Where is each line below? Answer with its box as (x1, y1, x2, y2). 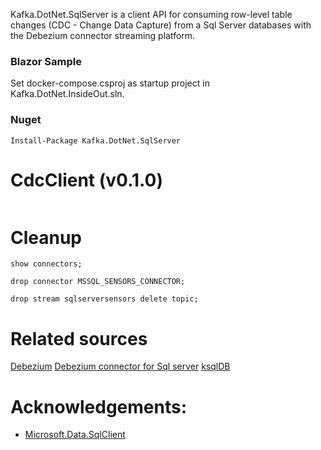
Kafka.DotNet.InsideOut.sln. (10, 88, 125, 100)
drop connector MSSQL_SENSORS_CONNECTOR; (10, 277, 186, 287)
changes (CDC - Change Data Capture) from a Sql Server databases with (10, 19, 312, 31)
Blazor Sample (10, 54, 82, 68)
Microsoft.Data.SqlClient (24, 429, 126, 441)
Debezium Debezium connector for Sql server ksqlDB (10, 360, 231, 373)
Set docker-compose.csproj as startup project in (10, 77, 210, 89)
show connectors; (10, 259, 83, 269)
